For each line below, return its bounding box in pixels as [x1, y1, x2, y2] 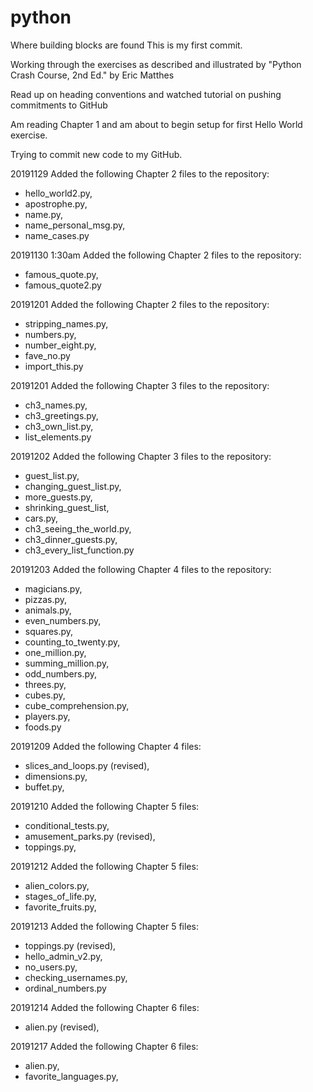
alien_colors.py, [24, 879, 90, 891]
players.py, [24, 710, 71, 722]
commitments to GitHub [10, 99, 108, 111]
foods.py [24, 721, 62, 733]
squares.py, [24, 625, 74, 637]
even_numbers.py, [24, 614, 102, 626]
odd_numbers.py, [24, 667, 98, 680]
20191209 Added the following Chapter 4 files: [10, 740, 202, 752]
